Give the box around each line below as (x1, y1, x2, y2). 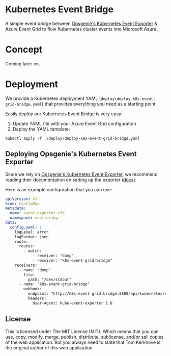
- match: (23, 248, 42, 253)
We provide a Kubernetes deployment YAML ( (5, 95, 101, 101)
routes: (18, 244, 36, 249)
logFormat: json (14, 234, 49, 239)
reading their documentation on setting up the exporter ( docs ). (5, 176, 137, 183)
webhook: (23, 287, 42, 292)
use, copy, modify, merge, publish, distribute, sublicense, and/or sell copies (5, 334, 164, 340)
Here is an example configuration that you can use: (5, 186, 112, 192)
